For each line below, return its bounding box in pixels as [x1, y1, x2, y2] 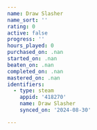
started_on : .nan [7, 55, 58, 62]
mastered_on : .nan [7, 74, 60, 82]
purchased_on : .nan [7, 49, 64, 56]
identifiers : [7, 81, 45, 88]
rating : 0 [7, 23, 36, 30]
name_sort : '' [7, 17, 48, 24]
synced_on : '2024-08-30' [19, 106, 91, 113]
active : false [7, 29, 48, 37]
